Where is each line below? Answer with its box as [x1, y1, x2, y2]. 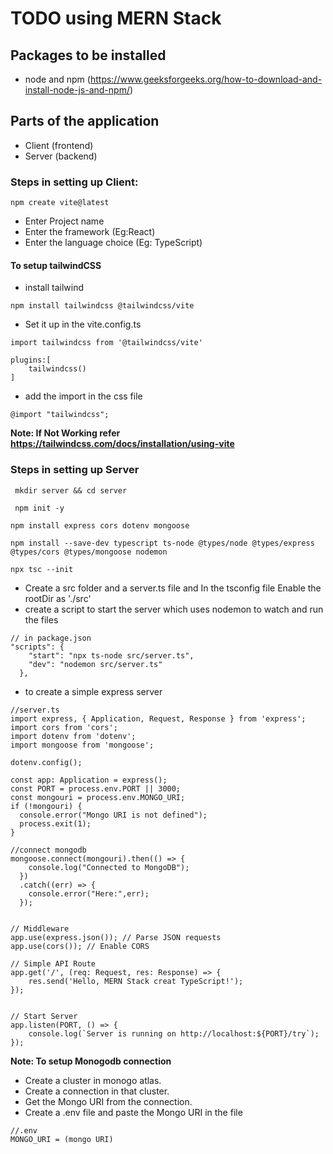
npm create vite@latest [10, 198, 110, 208]
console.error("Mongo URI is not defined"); [19, 810, 208, 820]
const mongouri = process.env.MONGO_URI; [10, 792, 186, 802]
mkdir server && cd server [14, 485, 128, 496]
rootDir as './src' [24, 592, 92, 604]
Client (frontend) [24, 139, 94, 151]
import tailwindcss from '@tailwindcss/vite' [10, 338, 203, 348]
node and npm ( [24, 73, 91, 85]
